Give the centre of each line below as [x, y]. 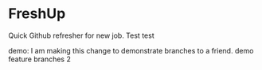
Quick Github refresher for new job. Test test [81, 35]
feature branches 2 [40, 59]
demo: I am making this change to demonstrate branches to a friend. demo [131, 50]
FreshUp [37, 14]
